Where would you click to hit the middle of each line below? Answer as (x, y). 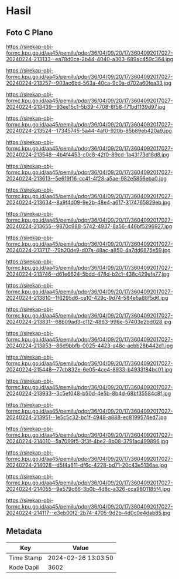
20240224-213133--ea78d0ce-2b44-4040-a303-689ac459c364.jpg (90, 59)
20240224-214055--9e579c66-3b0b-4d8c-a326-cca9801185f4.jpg (88, 489)
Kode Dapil (24, 567)
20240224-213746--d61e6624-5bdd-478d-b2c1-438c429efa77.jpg (88, 274)
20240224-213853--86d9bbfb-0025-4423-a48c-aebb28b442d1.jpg (89, 346)
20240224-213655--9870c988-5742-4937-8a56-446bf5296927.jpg (89, 226)
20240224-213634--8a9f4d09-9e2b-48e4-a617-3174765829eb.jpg (88, 202)
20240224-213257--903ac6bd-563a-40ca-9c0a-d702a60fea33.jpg (89, 83)
